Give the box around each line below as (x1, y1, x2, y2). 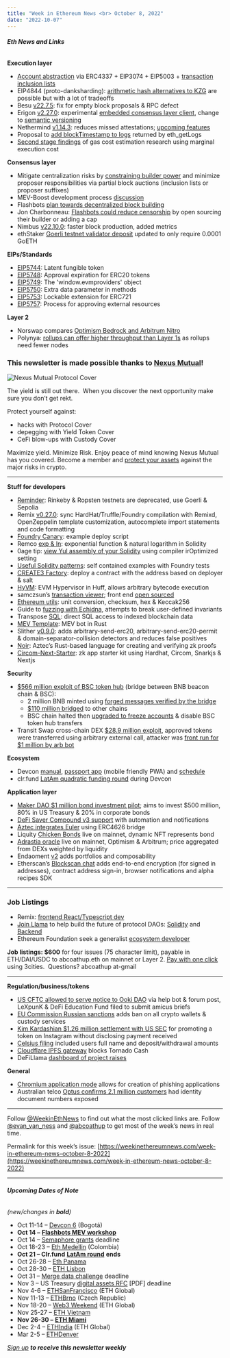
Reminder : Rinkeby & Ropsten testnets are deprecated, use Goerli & (16, 496, 207, 504)
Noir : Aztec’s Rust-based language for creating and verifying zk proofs (16, 642, 217, 649)
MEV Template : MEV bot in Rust (16, 620, 107, 627)
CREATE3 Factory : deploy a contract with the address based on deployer (16, 569, 223, 577)
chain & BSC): (16, 690, 56, 698)
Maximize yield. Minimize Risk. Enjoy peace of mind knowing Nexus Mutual (7, 449, 219, 456)
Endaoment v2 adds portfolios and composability (16, 852, 156, 860)
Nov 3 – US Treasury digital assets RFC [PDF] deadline (16, 1279, 172, 1287)
